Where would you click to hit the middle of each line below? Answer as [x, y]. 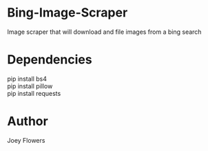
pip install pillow [30, 86]
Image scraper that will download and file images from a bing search [104, 32]
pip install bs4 [27, 79]
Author [28, 121]
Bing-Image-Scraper [67, 13]
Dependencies [50, 60]
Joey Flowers [26, 140]
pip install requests [34, 93]
